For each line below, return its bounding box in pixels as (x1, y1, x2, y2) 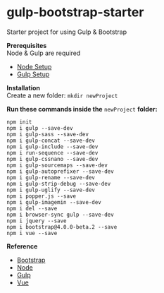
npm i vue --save (6, 229, 58, 237)
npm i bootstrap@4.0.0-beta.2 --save (6, 223, 118, 230)
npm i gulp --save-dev (6, 124, 73, 131)
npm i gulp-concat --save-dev (6, 137, 96, 144)
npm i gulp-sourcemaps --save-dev (6, 162, 108, 169)
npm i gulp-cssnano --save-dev (6, 155, 99, 162)
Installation (6, 83, 40, 92)
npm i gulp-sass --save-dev (6, 131, 89, 138)
